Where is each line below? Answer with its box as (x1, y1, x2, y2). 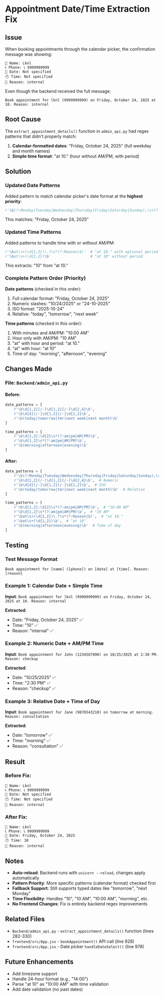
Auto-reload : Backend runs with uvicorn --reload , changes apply (12, 870, 145, 875)
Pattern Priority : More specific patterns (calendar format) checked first (12, 880, 156, 886)
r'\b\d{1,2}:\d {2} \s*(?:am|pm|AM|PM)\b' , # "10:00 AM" (14, 505, 130, 510)
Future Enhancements (5, 958, 74, 966)
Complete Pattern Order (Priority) (5, 275, 86, 282)
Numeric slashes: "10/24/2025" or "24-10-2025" (12, 300, 110, 306)
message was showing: (5, 51, 52, 57)
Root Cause (5, 115, 41, 124)
